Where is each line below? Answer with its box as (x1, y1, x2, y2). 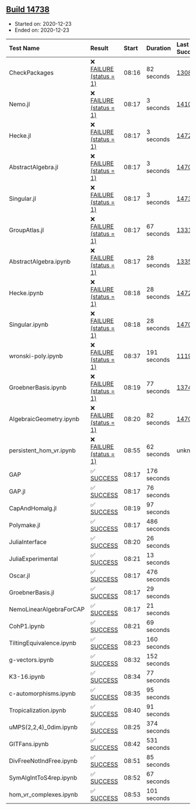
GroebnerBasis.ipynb (9, 383, 67, 391)
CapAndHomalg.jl (9, 504, 57, 512)
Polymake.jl (9, 521, 41, 529)
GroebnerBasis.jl (9, 588, 54, 596)
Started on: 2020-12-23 (14, 20, 72, 27)
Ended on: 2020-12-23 (14, 26, 69, 33)
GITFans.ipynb (9, 740, 49, 748)
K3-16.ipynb (9, 672, 45, 681)
